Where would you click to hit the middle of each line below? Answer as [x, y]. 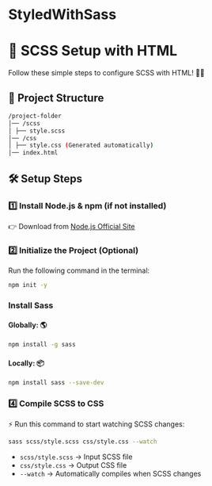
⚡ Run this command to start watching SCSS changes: [97, 424]
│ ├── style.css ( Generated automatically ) [81, 145]
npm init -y [28, 285]
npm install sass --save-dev [56, 383]
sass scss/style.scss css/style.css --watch [83, 442]
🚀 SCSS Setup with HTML [93, 51]
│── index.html [33, 153]
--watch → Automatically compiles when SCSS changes [110, 474]
